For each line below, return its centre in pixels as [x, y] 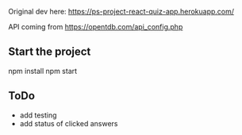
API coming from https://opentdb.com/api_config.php [96, 27]
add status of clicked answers [69, 123]
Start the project [50, 52]
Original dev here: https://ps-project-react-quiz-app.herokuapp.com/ [121, 12]
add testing [38, 115]
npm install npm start [43, 71]
